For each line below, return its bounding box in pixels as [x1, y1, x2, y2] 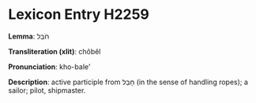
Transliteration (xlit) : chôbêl [8, 46, 101, 56]
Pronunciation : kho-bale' [8, 61, 91, 72]
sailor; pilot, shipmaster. [8, 85, 86, 95]
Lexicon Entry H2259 [8, 6, 150, 24]
